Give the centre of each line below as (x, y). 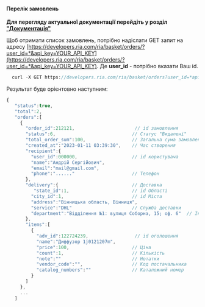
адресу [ (17, 47)
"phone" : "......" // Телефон (95, 174)
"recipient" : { (43, 151)
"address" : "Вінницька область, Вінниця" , (84, 202)
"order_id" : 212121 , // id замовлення (102, 129)
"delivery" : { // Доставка (94, 185)
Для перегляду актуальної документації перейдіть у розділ (87, 22)
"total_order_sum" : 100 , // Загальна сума (100, 140)
